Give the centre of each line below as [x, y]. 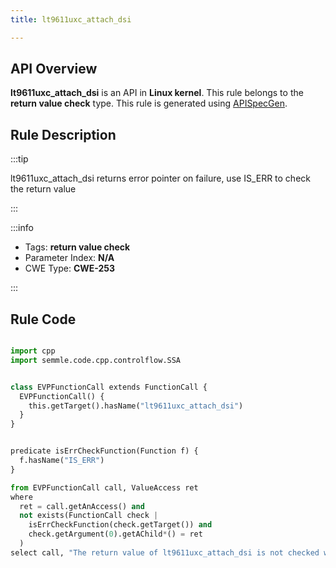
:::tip [19, 159]
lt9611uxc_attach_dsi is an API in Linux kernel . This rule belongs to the [157, 93]
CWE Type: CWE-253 [70, 268]
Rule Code [43, 319]
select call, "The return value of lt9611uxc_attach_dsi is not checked [165, 552]
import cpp [33, 351]
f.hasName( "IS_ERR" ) [62, 461]
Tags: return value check [77, 247]
